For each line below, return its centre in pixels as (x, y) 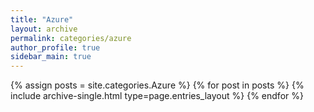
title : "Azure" (42, 19)
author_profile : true (55, 47)
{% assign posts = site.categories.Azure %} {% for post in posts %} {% (157, 85)
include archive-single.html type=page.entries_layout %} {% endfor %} (157, 96)
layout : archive (44, 29)
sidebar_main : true (51, 57)
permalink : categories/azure (71, 38)
